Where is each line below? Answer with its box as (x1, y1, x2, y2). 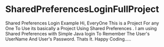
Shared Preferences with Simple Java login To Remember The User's (5, 30, 150, 36)
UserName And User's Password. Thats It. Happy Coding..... (5, 36, 132, 42)
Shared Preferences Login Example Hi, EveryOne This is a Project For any (5, 20, 159, 26)
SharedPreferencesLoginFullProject (5, 3, 159, 15)
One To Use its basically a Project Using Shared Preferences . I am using (5, 25, 157, 31)
